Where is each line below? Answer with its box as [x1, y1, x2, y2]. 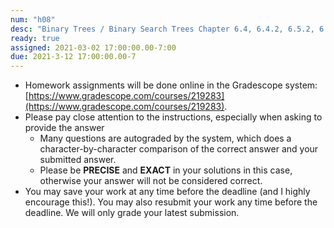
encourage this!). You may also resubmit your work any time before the [24, 196, 318, 208]
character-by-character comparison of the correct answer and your [39, 143, 319, 155]
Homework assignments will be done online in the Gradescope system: [24, 79, 318, 91]
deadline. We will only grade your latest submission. [24, 207, 240, 219]
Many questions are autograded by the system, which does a [39, 132, 292, 145]
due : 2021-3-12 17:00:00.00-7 [10, 52, 137, 62]
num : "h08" [10, 14, 56, 25]
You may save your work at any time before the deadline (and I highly [24, 186, 311, 198]
